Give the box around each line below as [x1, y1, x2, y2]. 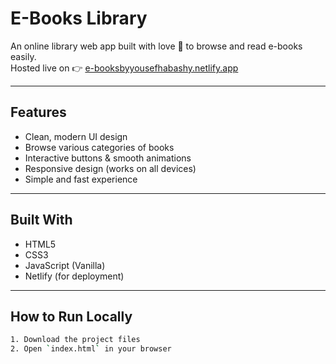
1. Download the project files [10, 335, 141, 345]
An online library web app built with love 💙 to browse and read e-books [10, 40, 303, 52]
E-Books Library [10, 7, 148, 30]
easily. [10, 50, 37, 62]
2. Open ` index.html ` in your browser [10, 344, 172, 354]
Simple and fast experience [24, 173, 138, 185]
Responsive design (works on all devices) [24, 162, 197, 174]
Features [10, 104, 67, 121]
